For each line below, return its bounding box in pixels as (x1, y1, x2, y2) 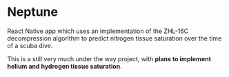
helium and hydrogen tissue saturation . (7, 62, 122, 70)
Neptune (7, 4, 59, 20)
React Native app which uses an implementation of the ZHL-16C (7, 27, 189, 35)
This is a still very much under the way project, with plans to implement (7, 54, 212, 63)
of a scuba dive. (7, 41, 53, 49)
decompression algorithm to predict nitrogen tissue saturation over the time (7, 34, 222, 42)
